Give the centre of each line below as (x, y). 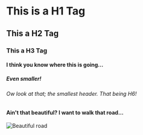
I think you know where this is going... (55, 65)
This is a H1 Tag (46, 11)
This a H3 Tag (27, 51)
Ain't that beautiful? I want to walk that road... (65, 112)
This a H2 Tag (33, 33)
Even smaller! (24, 78)
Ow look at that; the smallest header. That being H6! (71, 94)
